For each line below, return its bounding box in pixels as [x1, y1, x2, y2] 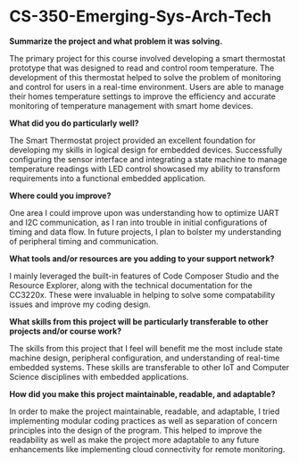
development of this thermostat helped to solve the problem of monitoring [9, 71, 281, 82]
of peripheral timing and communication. [9, 236, 159, 246]
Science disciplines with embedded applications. [9, 371, 189, 382]
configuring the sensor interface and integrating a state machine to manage [9, 153, 287, 164]
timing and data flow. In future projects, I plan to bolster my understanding [9, 226, 282, 237]
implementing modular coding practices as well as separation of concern [9, 415, 278, 426]
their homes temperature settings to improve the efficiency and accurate [9, 91, 277, 102]
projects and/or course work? [9, 326, 122, 336]
